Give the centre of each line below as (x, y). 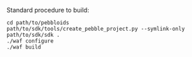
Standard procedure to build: (48, 10)
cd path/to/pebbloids (38, 23)
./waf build (24, 47)
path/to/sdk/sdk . (33, 35)
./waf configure (30, 41)
